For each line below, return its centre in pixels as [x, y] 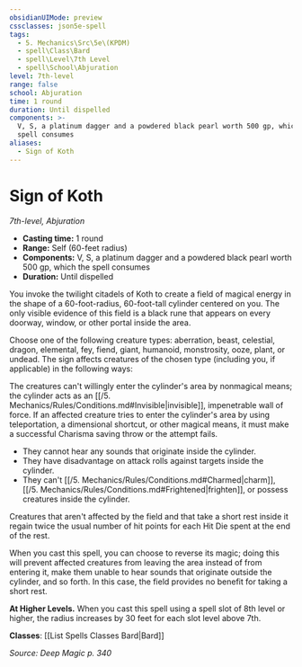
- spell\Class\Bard [54, 51]
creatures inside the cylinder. [76, 499]
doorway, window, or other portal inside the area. [100, 322]
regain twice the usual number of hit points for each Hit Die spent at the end [150, 526]
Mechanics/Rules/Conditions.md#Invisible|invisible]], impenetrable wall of [147, 405]
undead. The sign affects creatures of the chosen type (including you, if [142, 359]
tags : [19, 34]
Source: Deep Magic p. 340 [61, 653]
